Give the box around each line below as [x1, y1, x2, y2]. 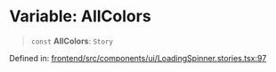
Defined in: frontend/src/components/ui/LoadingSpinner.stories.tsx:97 [9, 52, 267, 63]
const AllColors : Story [30, 36, 114, 46]
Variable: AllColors [9, 6, 151, 27]
